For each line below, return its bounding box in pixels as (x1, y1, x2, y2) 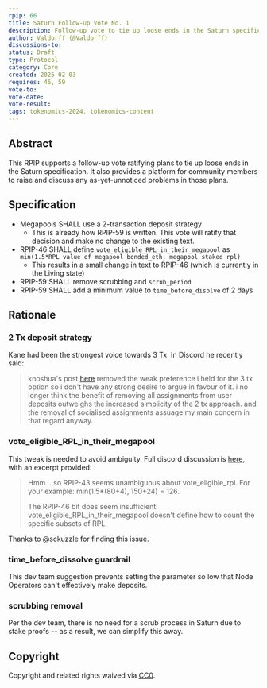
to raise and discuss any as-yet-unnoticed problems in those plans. (8, 175, 229, 184)
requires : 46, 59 (8, 78, 66, 86)
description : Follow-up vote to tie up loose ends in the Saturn (8, 26, 229, 34)
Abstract (8, 137, 53, 151)
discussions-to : (8, 41, 62, 49)
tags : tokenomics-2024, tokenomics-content (8, 108, 155, 116)
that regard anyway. (27, 416, 94, 426)
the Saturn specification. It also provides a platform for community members (8, 166, 258, 176)
